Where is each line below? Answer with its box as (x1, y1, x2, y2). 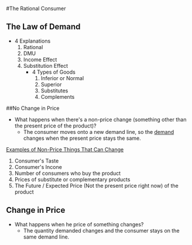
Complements (40, 93, 75, 100)
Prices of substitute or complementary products (14, 175, 131, 183)
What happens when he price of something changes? (14, 220, 144, 227)
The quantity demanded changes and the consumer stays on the (23, 227, 180, 234)
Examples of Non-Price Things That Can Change (6, 146, 124, 153)
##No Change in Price (6, 105, 60, 112)
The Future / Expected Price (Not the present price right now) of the (14, 182, 179, 189)
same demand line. (23, 233, 70, 240)
